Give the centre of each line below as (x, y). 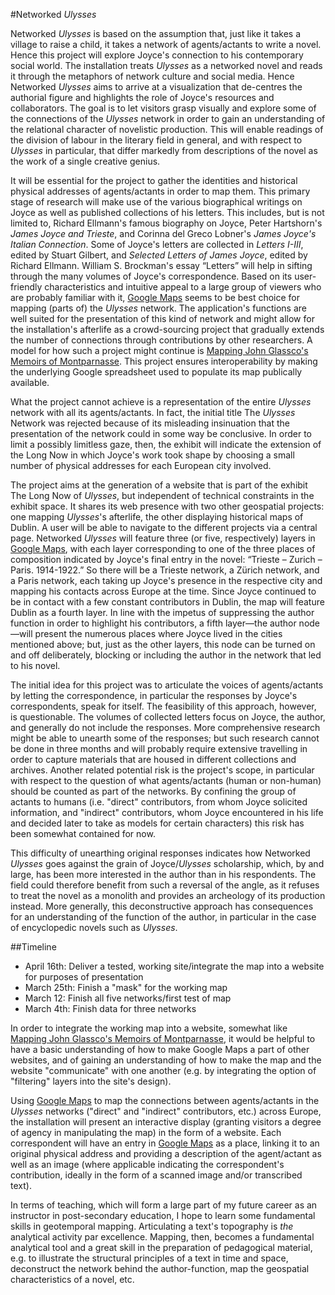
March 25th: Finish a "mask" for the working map (126, 987)
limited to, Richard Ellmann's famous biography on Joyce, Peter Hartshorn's (166, 223)
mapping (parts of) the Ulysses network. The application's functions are (158, 308)
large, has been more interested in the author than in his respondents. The (163, 874)
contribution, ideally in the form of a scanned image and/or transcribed (156, 1175)
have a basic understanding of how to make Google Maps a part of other (160, 1049)
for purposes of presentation (84, 977)
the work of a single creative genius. (85, 161)
